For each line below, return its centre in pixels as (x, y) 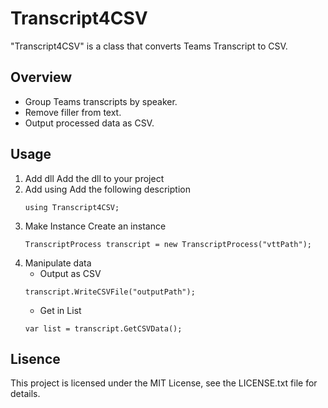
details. (25, 394)
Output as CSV (70, 273)
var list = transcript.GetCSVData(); (103, 328)
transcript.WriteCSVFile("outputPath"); (110, 292)
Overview (41, 77)
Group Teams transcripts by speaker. (101, 101)
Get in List (60, 310)
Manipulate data (58, 263)
